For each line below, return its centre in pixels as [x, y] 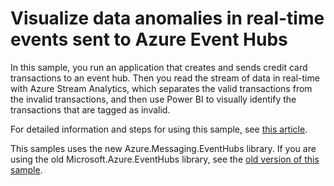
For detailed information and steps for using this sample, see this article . [159, 129]
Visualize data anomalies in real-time [167, 18]
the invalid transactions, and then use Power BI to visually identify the [153, 99]
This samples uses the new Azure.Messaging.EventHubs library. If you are [163, 148]
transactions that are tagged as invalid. [90, 109]
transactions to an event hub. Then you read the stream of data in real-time [165, 78]
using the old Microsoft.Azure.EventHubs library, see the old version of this [165, 159]
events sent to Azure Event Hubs [149, 39]
